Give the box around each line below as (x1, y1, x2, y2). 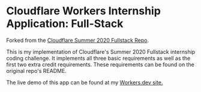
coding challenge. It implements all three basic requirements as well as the (6, 54, 191, 62)
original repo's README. (6, 67, 67, 74)
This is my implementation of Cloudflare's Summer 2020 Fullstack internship (6, 48, 196, 55)
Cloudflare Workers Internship (6, 4, 161, 18)
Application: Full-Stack (6, 17, 124, 30)
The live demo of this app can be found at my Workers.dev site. (6, 79, 163, 86)
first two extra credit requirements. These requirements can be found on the (6, 61, 195, 68)
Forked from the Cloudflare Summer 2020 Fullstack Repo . (6, 36, 149, 44)
